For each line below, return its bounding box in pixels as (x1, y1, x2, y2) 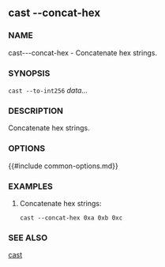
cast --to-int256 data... (8, 85, 88, 95)
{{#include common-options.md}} (8, 161, 118, 171)
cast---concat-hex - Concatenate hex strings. (8, 47, 158, 58)
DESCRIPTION (8, 105, 64, 116)
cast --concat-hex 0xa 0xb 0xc (19, 213, 123, 222)
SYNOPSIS (8, 67, 51, 78)
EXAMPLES (8, 181, 53, 192)
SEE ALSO (8, 232, 48, 243)
